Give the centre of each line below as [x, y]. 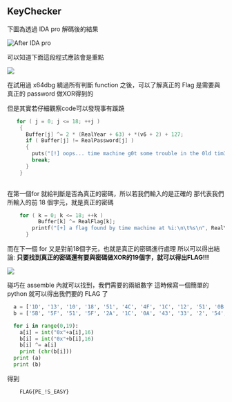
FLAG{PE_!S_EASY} [45, 392]
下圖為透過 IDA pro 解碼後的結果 [53, 29]
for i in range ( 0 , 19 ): [46, 326]
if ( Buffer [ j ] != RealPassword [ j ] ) [80, 141]
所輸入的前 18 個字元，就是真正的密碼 [60, 202]
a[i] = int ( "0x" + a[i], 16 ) [57, 332]
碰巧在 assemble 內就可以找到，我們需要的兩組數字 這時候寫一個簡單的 [108, 285]
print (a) [27, 358]
